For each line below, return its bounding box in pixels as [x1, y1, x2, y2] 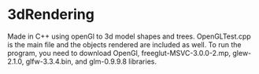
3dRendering [7, 6, 95, 24]
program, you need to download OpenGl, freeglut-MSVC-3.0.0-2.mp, [7, 48, 231, 57]
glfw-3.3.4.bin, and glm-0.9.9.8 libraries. [25, 57, 157, 66]
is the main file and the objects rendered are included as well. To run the [7, 39, 242, 49]
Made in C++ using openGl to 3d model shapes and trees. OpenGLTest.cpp [7, 31, 251, 41]
